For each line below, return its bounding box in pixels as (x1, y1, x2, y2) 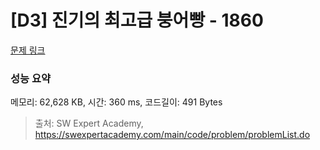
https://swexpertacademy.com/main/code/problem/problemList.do (34, 129, 311, 141)
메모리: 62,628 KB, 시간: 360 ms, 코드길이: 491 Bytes (10, 96, 223, 108)
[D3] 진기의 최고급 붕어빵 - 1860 (10, 9, 264, 32)
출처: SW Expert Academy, (34, 117, 144, 130)
